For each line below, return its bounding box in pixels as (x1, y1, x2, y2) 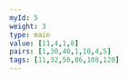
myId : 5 (9, 13, 39, 23)
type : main (9, 30, 51, 39)
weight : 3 (9, 22, 47, 31)
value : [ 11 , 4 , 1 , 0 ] (9, 38, 79, 48)
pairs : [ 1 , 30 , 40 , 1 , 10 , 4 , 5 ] (9, 47, 112, 56)
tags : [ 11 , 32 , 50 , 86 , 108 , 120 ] (9, 55, 120, 64)
